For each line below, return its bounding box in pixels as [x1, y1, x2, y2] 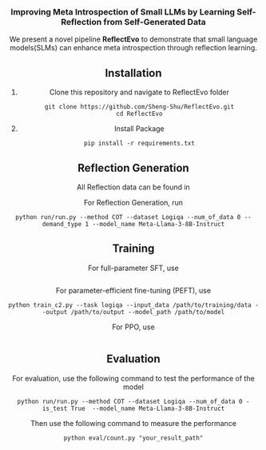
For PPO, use [112, 322, 155, 332]
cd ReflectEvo [116, 110, 163, 118]
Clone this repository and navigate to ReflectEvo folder [49, 87, 229, 98]
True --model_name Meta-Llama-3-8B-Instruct [70, 404, 225, 412]
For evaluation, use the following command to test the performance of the [12, 373, 255, 383]
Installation [105, 66, 162, 80]
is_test [42, 404, 68, 412]
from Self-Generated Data [103, 16, 206, 27]
